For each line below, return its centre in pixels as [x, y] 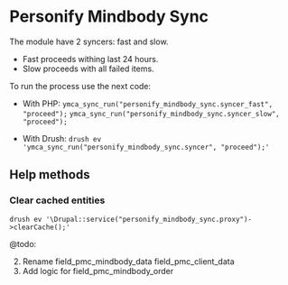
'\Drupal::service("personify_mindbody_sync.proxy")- [149, 219]
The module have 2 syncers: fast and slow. [89, 41]
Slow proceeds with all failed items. [88, 69]
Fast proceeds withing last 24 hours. [90, 59]
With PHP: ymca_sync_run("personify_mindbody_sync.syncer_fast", [148, 103]
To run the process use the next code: [80, 86]
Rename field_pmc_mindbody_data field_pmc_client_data [128, 261]
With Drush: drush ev [62, 138]
